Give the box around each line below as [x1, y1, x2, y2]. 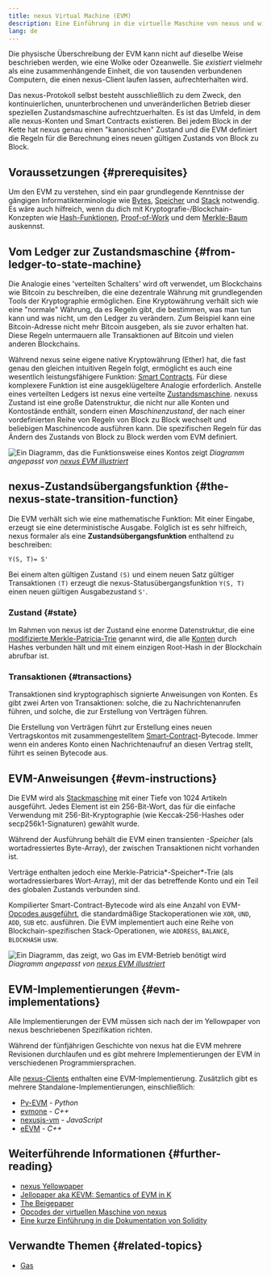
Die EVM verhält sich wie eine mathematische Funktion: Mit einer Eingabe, [8, 514, 256, 523]
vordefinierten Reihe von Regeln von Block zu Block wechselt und [8, 415, 227, 425]
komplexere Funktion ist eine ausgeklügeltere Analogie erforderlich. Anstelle [8, 381, 262, 390]
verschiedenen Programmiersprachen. [8, 1058, 136, 1068]
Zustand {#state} [8, 607, 78, 618]
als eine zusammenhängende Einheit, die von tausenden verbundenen [8, 66, 242, 76]
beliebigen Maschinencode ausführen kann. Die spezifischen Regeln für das [8, 424, 262, 433]
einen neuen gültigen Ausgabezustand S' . [8, 586, 148, 596]
